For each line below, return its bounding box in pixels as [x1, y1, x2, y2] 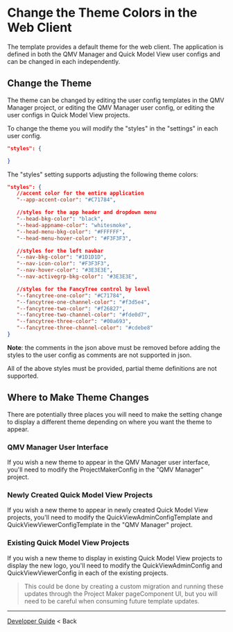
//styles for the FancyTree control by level [16, 285, 150, 292]
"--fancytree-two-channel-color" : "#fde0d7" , [16, 311, 150, 319]
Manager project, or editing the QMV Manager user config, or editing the [7, 103, 215, 112]
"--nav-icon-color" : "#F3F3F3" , [16, 260, 110, 267]
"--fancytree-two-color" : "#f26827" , [16, 305, 126, 312]
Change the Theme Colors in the [7, 5, 198, 21]
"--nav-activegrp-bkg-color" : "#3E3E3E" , [16, 273, 138, 280]
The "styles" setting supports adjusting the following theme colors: [7, 170, 199, 178]
